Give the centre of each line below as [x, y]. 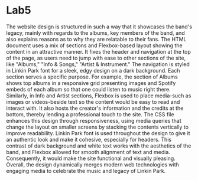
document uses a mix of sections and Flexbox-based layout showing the [94, 45]
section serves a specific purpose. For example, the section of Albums [92, 77]
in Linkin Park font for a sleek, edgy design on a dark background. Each [93, 70]
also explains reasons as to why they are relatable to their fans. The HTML [97, 39]
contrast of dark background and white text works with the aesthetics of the [99, 146]
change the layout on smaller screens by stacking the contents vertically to [98, 127]
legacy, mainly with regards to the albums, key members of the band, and [95, 32]
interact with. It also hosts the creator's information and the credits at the [95, 108]
